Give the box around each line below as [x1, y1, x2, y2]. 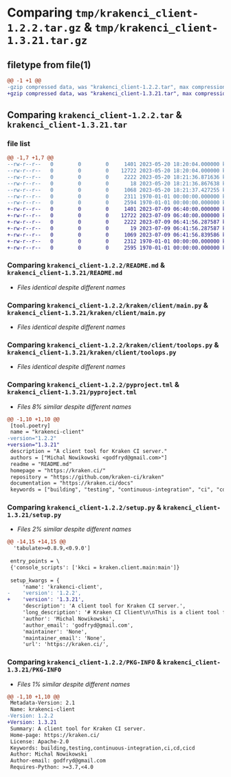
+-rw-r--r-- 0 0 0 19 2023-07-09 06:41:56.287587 [7, 225, 220, 232]
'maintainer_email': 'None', [22, 634, 107, 642]
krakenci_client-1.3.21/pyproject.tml [7, 388, 137, 396]
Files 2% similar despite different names [16, 525, 132, 534]
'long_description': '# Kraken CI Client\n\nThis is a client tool [22, 609, 220, 616]
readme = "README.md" [10, 461, 72, 467]
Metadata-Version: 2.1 [10, 700, 76, 707]
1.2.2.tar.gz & [7, 19, 93, 35]
